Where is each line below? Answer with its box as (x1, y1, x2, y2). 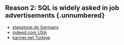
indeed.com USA (12, 29, 47, 35)
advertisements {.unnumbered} (5, 12, 105, 20)
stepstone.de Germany (12, 24, 59, 30)
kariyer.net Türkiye (12, 34, 51, 40)
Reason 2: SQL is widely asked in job (5, 4, 120, 12)
